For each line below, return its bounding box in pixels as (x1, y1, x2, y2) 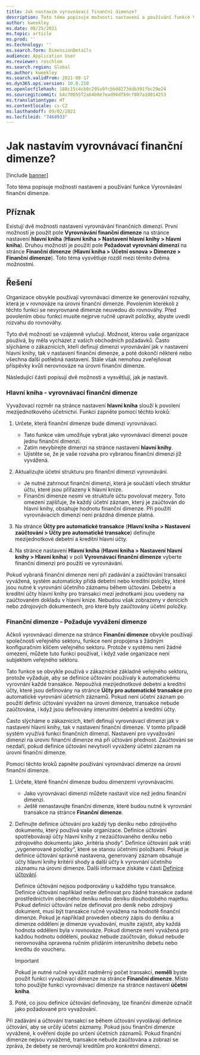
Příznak (6, 206, 36, 217)
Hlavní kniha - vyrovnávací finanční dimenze (6, 388, 138, 396)
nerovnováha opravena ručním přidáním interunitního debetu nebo (14, 940, 178, 947)
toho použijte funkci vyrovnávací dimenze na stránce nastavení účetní (14, 981, 187, 988)
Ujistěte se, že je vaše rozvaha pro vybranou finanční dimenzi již (23, 450, 182, 458)
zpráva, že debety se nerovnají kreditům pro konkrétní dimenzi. (6, 1043, 161, 1050)
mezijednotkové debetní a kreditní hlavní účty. (14, 536, 128, 543)
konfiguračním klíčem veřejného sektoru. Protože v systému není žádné (6, 644, 182, 651)
